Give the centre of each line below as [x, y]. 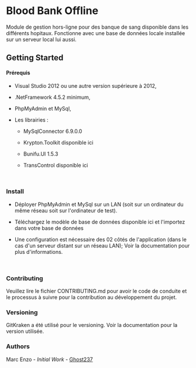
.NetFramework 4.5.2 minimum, [52, 97]
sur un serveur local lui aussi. [42, 39]
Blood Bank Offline [52, 11]
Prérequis [18, 73]
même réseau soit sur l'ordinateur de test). [66, 210]
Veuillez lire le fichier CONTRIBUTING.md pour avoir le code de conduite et [97, 291]
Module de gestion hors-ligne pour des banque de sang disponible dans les [97, 27]
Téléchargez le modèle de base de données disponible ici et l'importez [100, 222]
